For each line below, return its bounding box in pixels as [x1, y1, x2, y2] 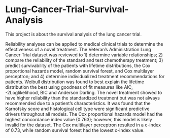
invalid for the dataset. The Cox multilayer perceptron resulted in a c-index [5, 122, 161, 128]
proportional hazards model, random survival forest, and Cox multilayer [5, 67, 154, 74]
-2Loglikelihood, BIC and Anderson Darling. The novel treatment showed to [5, 89, 162, 95]
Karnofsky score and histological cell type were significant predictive [5, 106, 150, 112]
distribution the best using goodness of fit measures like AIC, [5, 84, 133, 90]
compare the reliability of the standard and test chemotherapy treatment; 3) [5, 57, 163, 63]
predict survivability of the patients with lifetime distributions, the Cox [5, 62, 151, 68]
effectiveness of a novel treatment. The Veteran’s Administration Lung [5, 46, 151, 52]
